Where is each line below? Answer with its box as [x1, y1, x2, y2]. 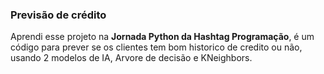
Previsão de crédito [10, 8, 107, 22]
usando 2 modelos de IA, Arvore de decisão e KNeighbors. [10, 52, 253, 64]
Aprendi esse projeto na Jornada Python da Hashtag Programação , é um [10, 31, 315, 43]
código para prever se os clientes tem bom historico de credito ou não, [10, 41, 303, 53]
